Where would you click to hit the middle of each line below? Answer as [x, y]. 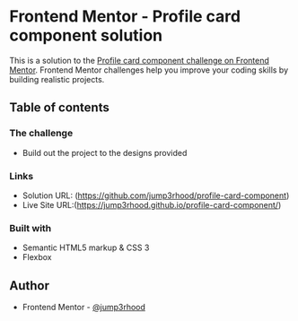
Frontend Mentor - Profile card [125, 17]
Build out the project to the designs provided [105, 152]
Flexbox [37, 257]
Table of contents [59, 108]
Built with [31, 228]
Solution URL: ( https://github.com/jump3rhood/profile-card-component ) [156, 195]
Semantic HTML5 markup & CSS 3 [86, 247]
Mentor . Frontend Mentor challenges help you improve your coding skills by [149, 70]
